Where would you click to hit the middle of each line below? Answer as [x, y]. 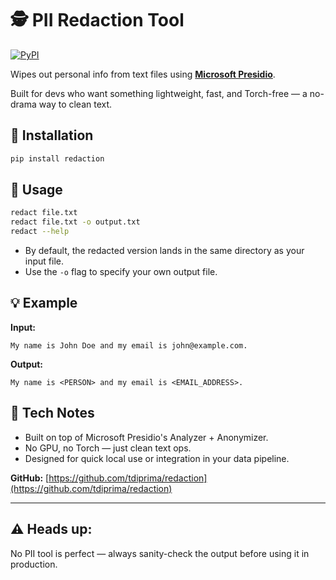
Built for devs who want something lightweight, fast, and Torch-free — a [159, 93]
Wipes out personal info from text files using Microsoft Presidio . [143, 74]
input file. [44, 261]
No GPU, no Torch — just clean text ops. [108, 448]
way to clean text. [75, 104]
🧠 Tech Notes [52, 413]
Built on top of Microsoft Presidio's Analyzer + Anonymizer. [146, 437]
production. [34, 564]
